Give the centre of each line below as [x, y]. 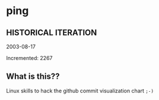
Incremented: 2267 [29, 58]
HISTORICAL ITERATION [52, 33]
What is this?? [33, 77]
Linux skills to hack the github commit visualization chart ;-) [80, 91]
